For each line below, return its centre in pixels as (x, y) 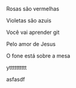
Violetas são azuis (29, 20)
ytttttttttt (17, 67)
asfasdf (16, 79)
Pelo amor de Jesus (31, 44)
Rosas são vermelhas (33, 9)
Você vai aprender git (33, 32)
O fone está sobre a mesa (38, 56)
